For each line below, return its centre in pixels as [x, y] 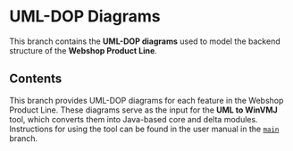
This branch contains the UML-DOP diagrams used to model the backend [145, 41]
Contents [36, 79]
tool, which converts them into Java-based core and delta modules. [134, 119]
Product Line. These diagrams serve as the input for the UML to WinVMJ [144, 110]
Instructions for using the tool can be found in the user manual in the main [144, 129]
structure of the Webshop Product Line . [84, 50]
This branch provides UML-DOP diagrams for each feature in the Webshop [146, 100]
